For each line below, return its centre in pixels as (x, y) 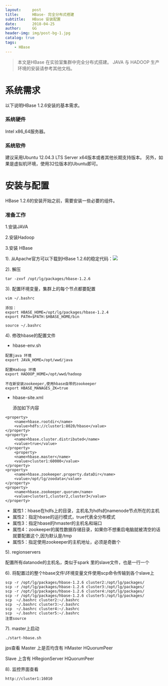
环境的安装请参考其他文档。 (46, 68)
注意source (16, 619)
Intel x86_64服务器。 (27, 131)
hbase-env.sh (27, 346)
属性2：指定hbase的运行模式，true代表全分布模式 (64, 517)
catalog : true (20, 38)
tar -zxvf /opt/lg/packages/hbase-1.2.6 (48, 279)
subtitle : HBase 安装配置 (33, 19)
